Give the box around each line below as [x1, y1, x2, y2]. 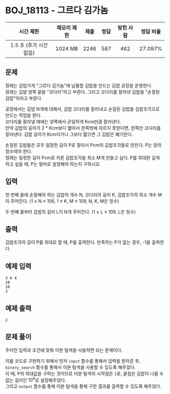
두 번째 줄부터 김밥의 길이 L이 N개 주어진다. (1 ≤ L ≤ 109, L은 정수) [5, 209, 136, 215]
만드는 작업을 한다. [5, 112, 42, 118]
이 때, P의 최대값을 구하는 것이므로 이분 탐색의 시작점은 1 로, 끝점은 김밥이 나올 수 [5, 370, 164, 376]
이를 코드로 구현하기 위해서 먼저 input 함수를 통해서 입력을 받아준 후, [5, 358, 141, 364]
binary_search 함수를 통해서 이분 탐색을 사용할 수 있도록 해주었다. [5, 364, 136, 370]
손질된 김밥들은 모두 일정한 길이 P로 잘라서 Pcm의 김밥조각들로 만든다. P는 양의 [5, 142, 162, 148]
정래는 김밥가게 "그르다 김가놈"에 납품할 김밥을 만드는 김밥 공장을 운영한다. [5, 82, 153, 89]
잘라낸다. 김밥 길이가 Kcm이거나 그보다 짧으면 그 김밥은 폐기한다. [5, 131, 133, 137]
